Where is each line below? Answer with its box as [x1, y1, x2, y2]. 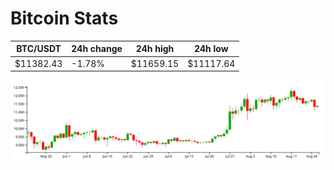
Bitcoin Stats [10, 7, 119, 30]
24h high [135, 43, 175, 55]
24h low [193, 43, 229, 55]
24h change [71, 43, 123, 55]
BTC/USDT [16, 43, 62, 55]
